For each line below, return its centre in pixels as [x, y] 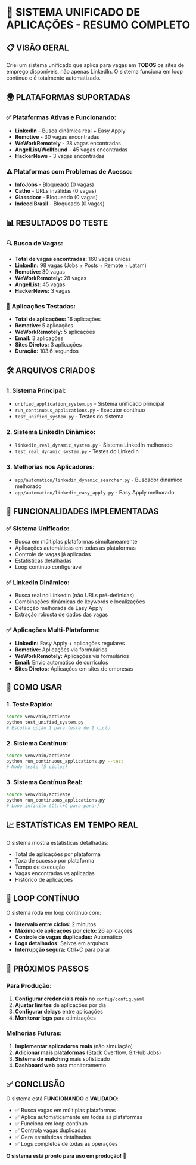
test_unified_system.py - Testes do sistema [69, 416]
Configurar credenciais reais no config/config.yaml [80, 999]
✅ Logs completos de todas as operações [66, 1144]
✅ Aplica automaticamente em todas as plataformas [79, 1117]
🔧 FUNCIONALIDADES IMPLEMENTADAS [83, 511]
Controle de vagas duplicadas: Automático [68, 937]
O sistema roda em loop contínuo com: [54, 913]
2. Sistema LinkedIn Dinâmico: [51, 432]
